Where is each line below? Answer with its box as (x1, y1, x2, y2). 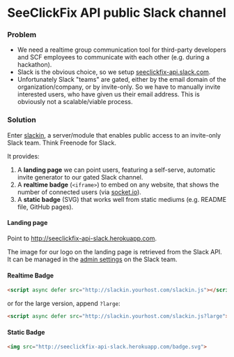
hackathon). (17, 61, 52, 69)
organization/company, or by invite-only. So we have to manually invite (17, 82, 221, 92)
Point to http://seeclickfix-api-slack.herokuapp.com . (7, 234, 157, 242)
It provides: (7, 152, 40, 160)
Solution (7, 115, 37, 125)
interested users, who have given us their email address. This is (17, 90, 200, 99)
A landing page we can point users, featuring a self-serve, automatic (17, 166, 216, 174)
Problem (7, 30, 37, 40)
